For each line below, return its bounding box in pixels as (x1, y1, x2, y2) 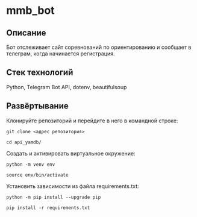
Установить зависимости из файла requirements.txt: (6, 182, 139, 190)
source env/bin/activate (6, 172, 69, 178)
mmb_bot (6, 4, 55, 17)
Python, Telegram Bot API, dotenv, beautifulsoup (6, 83, 127, 90)
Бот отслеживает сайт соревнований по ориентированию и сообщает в (6, 43, 192, 51)
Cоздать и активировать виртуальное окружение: (6, 149, 136, 157)
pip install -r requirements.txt (6, 204, 90, 211)
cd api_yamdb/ (6, 139, 42, 145)
